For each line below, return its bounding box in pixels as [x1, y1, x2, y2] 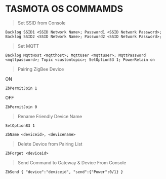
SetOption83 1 [5, 123, 35, 128]
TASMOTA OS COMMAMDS [5, 3, 123, 15]
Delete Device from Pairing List [17, 140, 82, 147]
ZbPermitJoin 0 [5, 104, 37, 110]
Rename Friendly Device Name [17, 113, 82, 119]
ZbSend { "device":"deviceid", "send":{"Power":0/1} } [5, 169, 123, 174]
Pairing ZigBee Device [17, 66, 64, 72]
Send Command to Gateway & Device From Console [17, 159, 127, 165]
